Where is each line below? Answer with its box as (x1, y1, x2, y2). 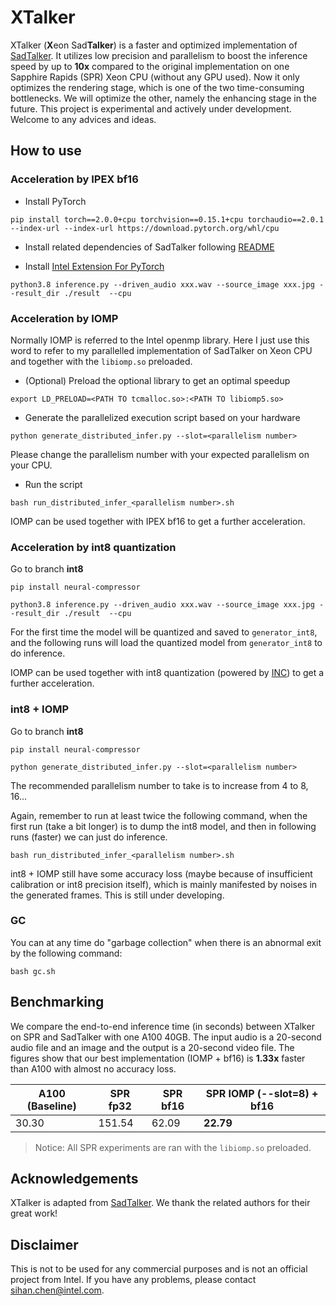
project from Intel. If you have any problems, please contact (10, 1274, 257, 1286)
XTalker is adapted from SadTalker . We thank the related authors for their (10, 1197, 311, 1209)
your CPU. (10, 459, 53, 471)
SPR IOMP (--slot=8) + (205, 1086, 319, 1100)
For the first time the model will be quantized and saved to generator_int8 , (10, 626, 318, 638)
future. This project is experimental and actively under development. (10, 102, 292, 115)
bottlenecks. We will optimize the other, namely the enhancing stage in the (10, 92, 317, 104)
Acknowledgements (10, 1171, 139, 1188)
